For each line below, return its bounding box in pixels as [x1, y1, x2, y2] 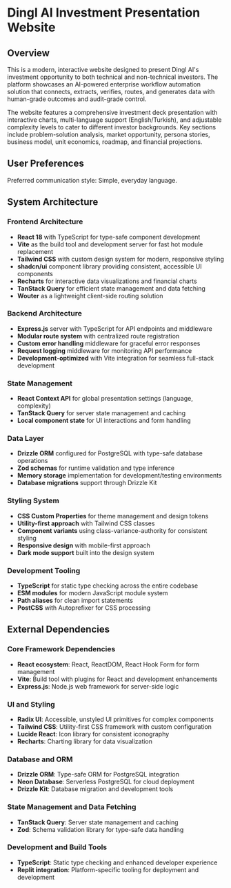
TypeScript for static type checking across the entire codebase [17, 581, 199, 590]
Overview [7, 47, 50, 59]
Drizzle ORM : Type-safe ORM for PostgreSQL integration [17, 770, 179, 779]
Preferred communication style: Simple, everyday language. [7, 176, 177, 184]
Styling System [7, 496, 60, 506]
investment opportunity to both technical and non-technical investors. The [7, 73, 219, 81]
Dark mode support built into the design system [17, 548, 154, 556]
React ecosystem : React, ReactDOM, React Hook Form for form [17, 660, 200, 669]
